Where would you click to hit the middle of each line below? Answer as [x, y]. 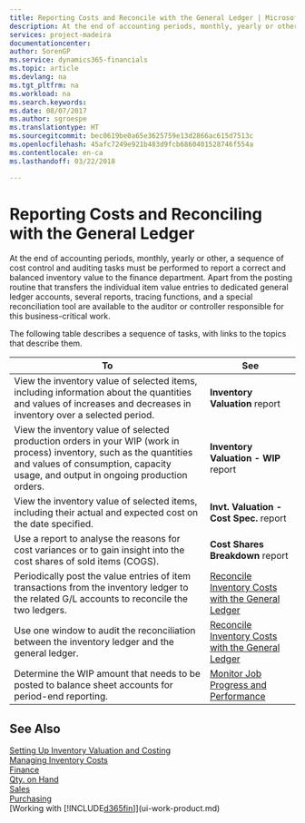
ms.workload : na [40, 93]
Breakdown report [249, 556]
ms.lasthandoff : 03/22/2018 [63, 161]
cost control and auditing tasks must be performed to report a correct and [148, 268]
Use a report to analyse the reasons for [97, 539]
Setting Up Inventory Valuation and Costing [90, 750]
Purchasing [31, 799]
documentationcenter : [50, 43]
